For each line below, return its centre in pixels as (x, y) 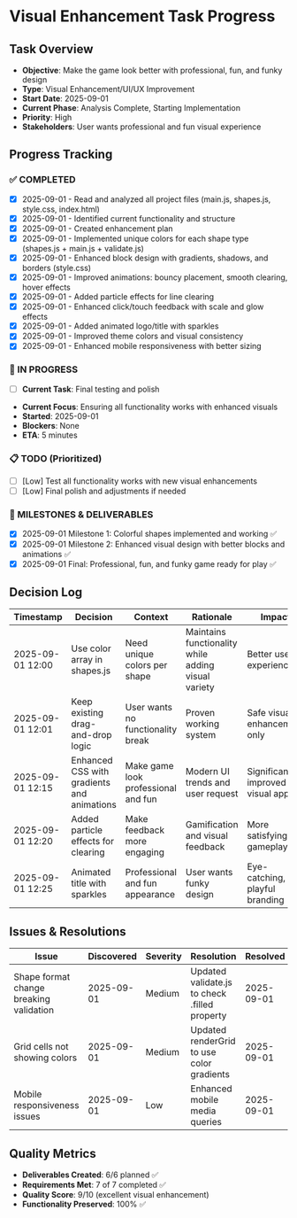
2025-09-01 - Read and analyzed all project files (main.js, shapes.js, (146, 199)
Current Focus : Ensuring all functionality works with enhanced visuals (150, 407)
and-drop (91, 735)
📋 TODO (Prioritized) (56, 458)
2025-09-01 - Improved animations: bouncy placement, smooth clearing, (155, 277)
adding (200, 665)
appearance (150, 895)
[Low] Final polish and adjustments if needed (104, 491)
